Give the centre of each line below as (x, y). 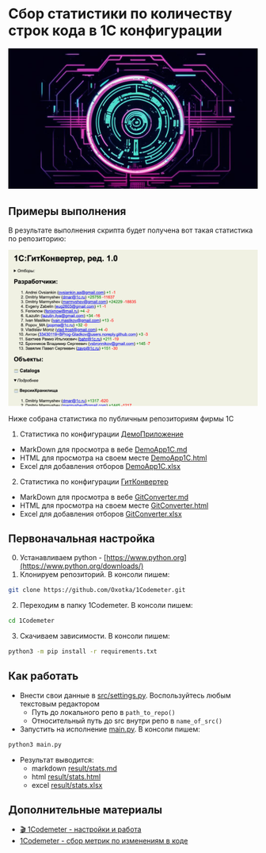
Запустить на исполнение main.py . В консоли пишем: (110, 729)
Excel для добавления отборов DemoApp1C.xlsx (100, 466)
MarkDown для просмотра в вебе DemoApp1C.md (103, 449)
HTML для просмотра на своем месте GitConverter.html (114, 505)
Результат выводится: (57, 759)
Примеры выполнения (67, 211)
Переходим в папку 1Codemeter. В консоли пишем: (106, 605)
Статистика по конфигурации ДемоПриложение (101, 434)
